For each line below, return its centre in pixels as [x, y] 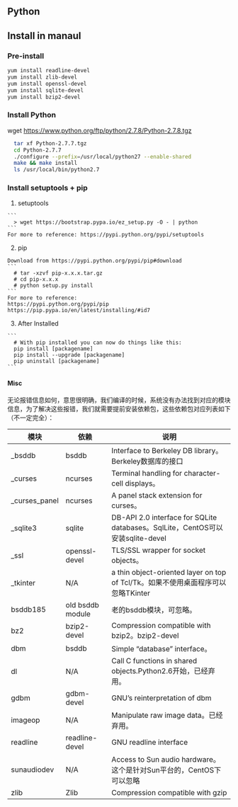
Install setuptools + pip [48, 188]
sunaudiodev [33, 769]
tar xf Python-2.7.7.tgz [50, 143]
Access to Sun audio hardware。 [166, 759]
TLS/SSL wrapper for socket [159, 550]
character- [202, 473]
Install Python [32, 115]
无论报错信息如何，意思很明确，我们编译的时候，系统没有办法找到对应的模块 [119, 400]
